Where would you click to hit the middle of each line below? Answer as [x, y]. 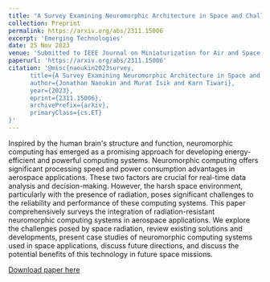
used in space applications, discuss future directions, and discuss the [124, 245]
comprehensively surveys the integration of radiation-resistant [112, 211]
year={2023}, [51, 90]
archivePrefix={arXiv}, [70, 105]
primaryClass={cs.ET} [66, 113]
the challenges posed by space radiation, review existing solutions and [125, 228]
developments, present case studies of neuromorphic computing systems [131, 237]
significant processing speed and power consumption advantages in [122, 169]
